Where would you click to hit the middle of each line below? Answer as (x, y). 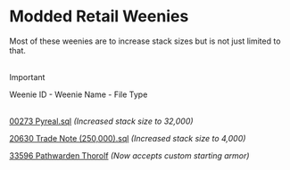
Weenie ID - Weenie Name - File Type (79, 94)
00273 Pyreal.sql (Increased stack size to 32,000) (101, 121)
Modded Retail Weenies (99, 16)
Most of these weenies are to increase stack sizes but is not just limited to (145, 41)
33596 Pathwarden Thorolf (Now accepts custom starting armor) (129, 155)
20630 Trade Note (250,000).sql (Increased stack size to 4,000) (128, 138)
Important (27, 77)
